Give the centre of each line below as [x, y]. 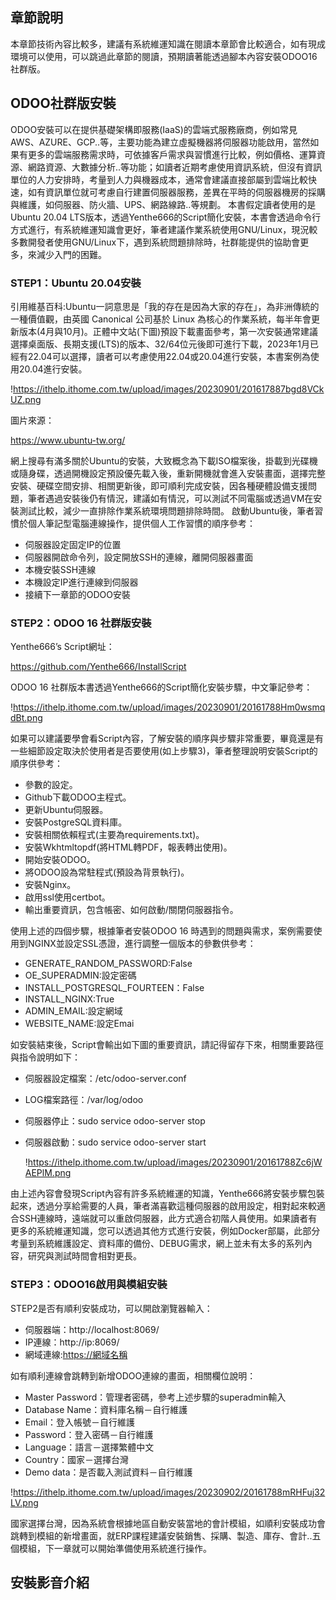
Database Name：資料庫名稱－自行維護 [106, 1409]
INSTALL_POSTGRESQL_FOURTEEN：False [114, 988]
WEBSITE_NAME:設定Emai [79, 1024]
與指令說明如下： [45, 1057]
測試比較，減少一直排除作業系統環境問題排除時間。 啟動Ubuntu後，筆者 [166, 510]
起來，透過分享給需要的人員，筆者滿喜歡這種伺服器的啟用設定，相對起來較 [163, 1206]
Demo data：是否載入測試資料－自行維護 [108, 1472]
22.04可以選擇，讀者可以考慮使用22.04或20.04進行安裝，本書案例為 [169, 356]
